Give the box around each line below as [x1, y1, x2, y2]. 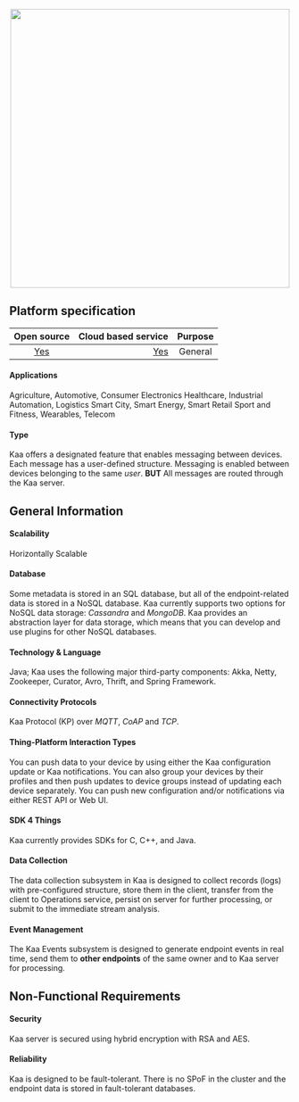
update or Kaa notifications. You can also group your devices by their [9, 766, 264, 776]
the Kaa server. [9, 477, 65, 488]
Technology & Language [9, 647, 102, 658]
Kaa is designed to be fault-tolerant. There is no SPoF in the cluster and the [9, 1073, 287, 1084]
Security [9, 1014, 42, 1024]
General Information [9, 503, 124, 518]
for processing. [9, 963, 65, 974]
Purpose [177, 330, 214, 343]
